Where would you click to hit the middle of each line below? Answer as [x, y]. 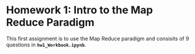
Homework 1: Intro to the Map [80, 10]
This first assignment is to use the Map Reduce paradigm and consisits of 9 [98, 38]
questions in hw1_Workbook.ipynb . [46, 45]
